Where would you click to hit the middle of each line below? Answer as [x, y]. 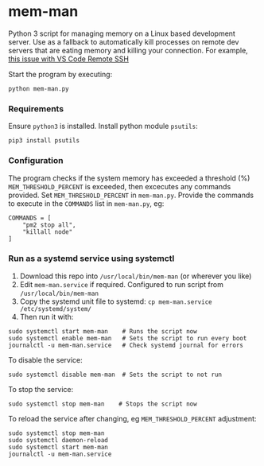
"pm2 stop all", [50, 225]
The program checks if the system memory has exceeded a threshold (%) [129, 178]
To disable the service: [46, 359]
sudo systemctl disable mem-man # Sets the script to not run [115, 375]
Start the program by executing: [60, 74]
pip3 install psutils [44, 141]
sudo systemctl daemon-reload [58, 440]
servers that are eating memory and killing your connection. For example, [128, 50]
